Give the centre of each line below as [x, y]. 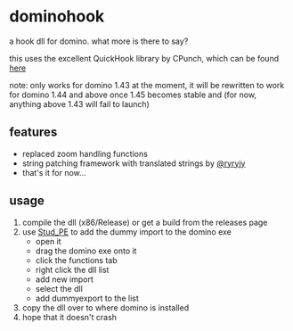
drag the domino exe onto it [86, 251]
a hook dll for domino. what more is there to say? [99, 41]
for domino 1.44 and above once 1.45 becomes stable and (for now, [133, 95]
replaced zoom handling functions [85, 153]
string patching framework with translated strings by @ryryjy [134, 163]
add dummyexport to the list [87, 298]
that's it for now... [54, 172]
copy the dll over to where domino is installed [106, 307]
